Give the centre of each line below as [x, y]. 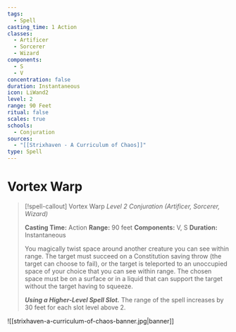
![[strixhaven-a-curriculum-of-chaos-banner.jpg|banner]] [91, 321]
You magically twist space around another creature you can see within [126, 249]
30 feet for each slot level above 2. [75, 307]
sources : [20, 138]
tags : [15, 14]
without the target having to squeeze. [79, 286]
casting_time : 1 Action [42, 27]
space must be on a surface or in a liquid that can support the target [124, 278]
